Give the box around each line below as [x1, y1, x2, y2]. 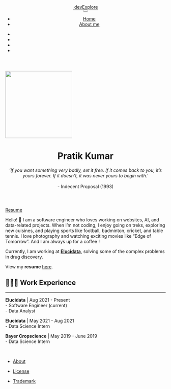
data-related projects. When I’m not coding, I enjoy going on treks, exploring [5, 222, 165, 228]
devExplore [74, 4, 98, 10]
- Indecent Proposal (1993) [58, 183, 113, 190]
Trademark [12, 378, 36, 384]
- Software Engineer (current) [5, 302, 68, 308]
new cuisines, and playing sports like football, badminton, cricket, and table [5, 227, 163, 234]
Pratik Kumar [58, 150, 113, 162]
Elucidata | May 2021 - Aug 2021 [5, 317, 74, 324]
